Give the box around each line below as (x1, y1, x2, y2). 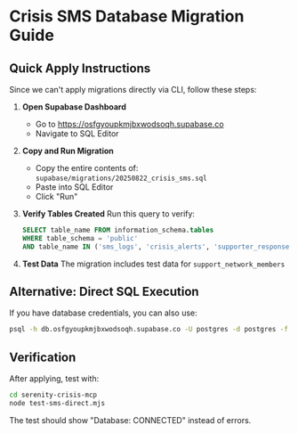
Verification (9, 349, 77, 364)
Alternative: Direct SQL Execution (9, 284, 199, 299)
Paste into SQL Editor (35, 182, 114, 192)
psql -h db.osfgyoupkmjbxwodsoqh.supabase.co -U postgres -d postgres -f (9, 325, 289, 334)
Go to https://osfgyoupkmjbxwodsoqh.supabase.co (35, 118, 224, 129)
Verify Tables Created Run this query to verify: (21, 208, 196, 219)
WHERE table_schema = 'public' (21, 233, 139, 242)
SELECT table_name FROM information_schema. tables (21, 225, 214, 234)
